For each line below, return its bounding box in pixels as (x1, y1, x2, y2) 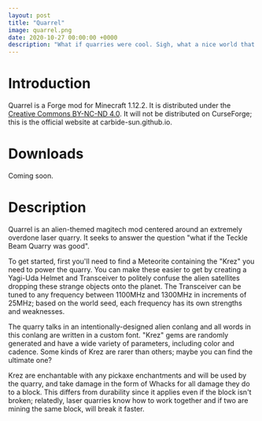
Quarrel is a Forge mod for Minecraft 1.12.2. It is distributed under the (8, 101, 231, 110)
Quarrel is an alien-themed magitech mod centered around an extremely (8, 224, 242, 234)
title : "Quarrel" (8, 19, 65, 27)
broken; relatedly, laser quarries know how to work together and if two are (8, 395, 249, 405)
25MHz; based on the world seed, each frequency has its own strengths (8, 298, 242, 308)
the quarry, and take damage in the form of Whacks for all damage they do (8, 379, 250, 388)
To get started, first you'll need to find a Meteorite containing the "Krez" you (8, 257, 255, 266)
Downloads (8, 145, 84, 163)
